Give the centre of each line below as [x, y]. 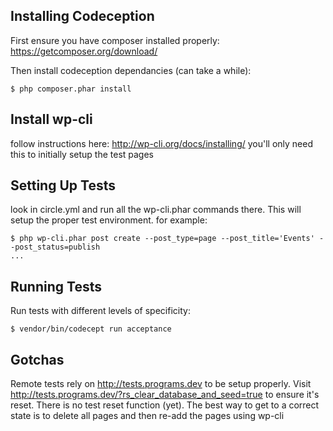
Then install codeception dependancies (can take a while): [131, 70]
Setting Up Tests [63, 185]
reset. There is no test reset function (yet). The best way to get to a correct [165, 405]
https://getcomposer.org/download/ [84, 51]
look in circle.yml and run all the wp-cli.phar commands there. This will [156, 210]
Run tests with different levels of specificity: [100, 311]
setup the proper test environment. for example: [109, 220]
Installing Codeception [82, 16]
